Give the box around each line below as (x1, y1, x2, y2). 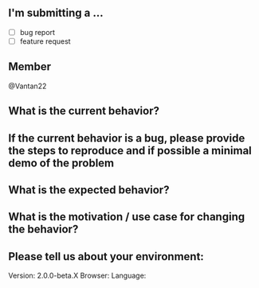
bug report (19, 27, 56, 37)
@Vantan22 (8, 81, 47, 91)
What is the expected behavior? (8, 183, 170, 197)
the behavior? (8, 223, 79, 236)
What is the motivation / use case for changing (8, 210, 245, 224)
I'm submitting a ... (8, 6, 104, 20)
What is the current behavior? (8, 104, 159, 118)
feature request (19, 36, 71, 46)
